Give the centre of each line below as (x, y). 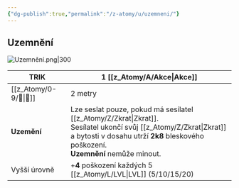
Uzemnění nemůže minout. (116, 154)
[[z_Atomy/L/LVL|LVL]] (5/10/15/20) (132, 175)
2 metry (84, 94)
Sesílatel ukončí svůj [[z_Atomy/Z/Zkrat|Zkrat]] (149, 127)
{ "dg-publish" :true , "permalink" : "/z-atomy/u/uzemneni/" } (94, 14)
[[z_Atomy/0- (34, 89)
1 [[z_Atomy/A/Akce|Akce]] (149, 77)
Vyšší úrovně (33, 170)
